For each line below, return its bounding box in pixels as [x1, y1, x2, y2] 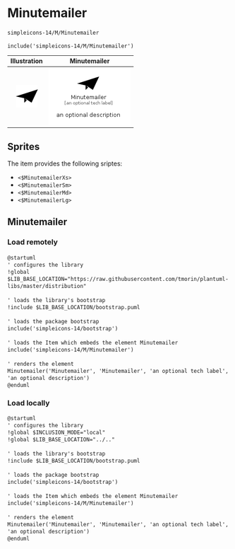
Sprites [7, 140, 40, 153]
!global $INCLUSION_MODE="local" [7, 429, 106, 436]
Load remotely [7, 237, 59, 247]
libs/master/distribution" [7, 282, 87, 289]
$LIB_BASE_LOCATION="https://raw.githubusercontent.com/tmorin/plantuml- [7, 275, 229, 282]
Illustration [10, 57, 44, 65]
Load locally [7, 398, 50, 408]
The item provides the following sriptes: [7, 159, 123, 168]
